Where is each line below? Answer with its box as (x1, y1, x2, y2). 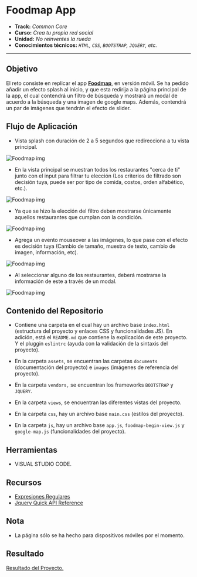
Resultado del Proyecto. (6, 564, 64, 571)
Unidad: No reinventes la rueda (14, 35, 91, 42)
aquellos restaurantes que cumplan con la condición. (14, 213, 142, 220)
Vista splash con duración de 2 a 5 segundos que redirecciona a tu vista (14, 137, 189, 144)
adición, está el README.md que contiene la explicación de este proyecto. (14, 334, 188, 341)
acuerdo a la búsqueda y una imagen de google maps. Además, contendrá (6, 98, 186, 105)
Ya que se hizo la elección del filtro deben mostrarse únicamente (14, 207, 172, 214)
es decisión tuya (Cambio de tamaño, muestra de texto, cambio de (14, 243, 176, 250)
